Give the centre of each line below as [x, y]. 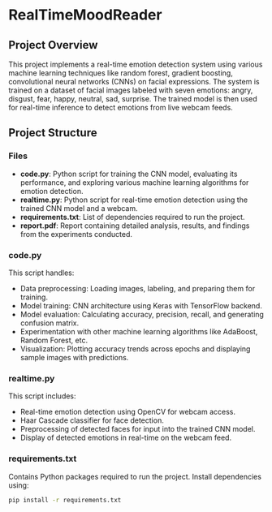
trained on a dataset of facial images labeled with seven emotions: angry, [131, 90]
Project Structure [53, 133]
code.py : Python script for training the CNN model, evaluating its [129, 174]
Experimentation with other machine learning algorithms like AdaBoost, [139, 331]
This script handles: [41, 273]
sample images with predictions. [74, 357]
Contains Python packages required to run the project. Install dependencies [135, 476]
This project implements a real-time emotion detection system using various [136, 64]
